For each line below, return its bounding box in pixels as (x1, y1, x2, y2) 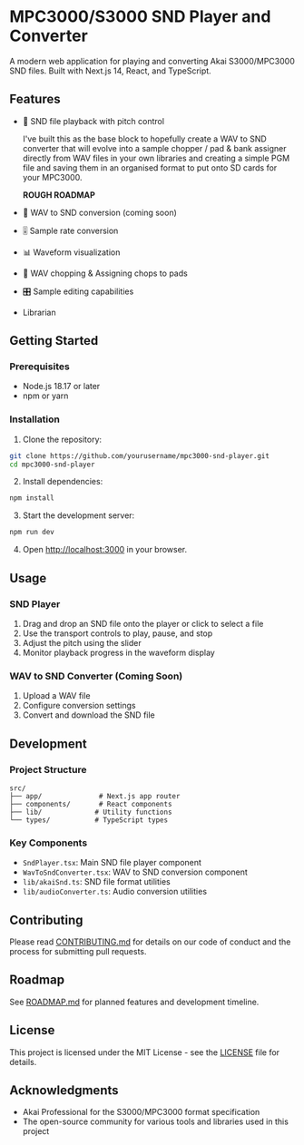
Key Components (9, 837, 88, 849)
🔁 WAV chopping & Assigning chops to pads (22, 268, 188, 279)
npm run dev (9, 528, 54, 537)
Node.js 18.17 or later (22, 381, 101, 392)
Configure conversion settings (22, 700, 136, 711)
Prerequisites (9, 360, 70, 373)
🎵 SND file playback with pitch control (22, 115, 165, 126)
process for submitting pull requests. (9, 946, 147, 957)
